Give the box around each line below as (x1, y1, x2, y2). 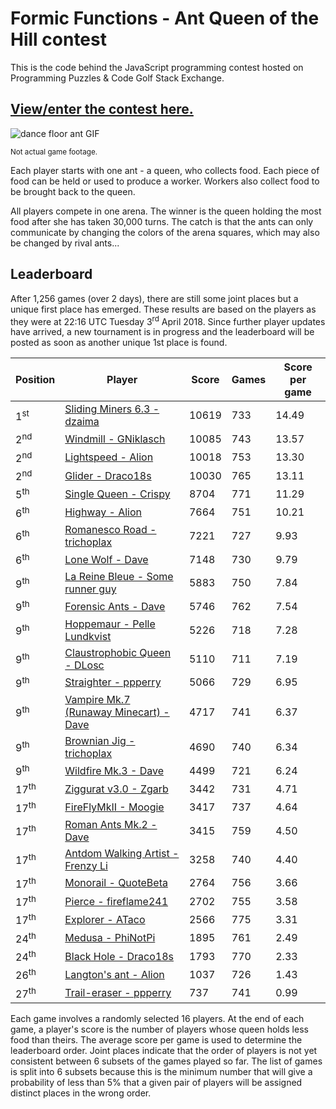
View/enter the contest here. (10, 101, 194, 118)
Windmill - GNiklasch (64, 432, 166, 446)
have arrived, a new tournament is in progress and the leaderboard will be (10, 326, 315, 338)
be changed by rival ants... (10, 237, 120, 249)
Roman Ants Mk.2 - (64, 817, 158, 831)
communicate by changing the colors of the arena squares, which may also (10, 226, 320, 238)
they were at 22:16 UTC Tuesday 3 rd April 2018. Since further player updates (10, 313, 326, 327)
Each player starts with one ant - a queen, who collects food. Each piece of (10, 164, 320, 176)
